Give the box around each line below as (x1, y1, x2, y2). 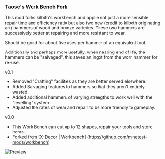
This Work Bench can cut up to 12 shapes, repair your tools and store (12, 124, 153, 130)
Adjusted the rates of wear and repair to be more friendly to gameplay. (12, 105, 156, 111)
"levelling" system (12, 100, 49, 106)
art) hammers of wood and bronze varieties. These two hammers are (5, 25, 145, 31)
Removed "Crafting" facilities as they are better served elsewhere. (12, 79, 147, 84)
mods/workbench (12, 139, 48, 145)
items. (12, 129, 25, 135)
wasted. (12, 89, 29, 95)
